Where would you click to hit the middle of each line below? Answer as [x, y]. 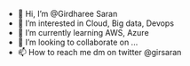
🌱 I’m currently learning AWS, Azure [83, 33]
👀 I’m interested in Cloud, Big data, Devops [96, 23]
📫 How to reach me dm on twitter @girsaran [99, 52]
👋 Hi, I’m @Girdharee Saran [67, 14]
